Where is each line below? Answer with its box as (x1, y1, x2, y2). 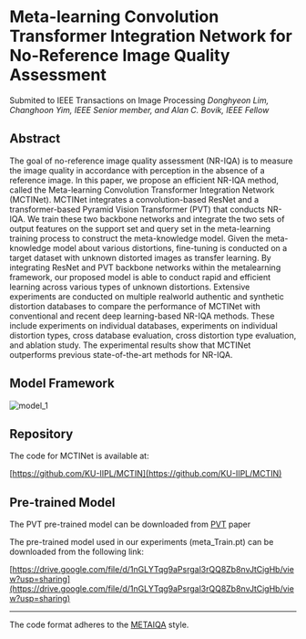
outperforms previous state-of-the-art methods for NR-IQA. (9, 349, 233, 360)
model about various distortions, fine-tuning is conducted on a (53, 242, 288, 253)
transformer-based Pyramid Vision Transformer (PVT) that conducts (9, 204, 266, 215)
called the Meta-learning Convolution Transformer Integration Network (9, 184, 275, 195)
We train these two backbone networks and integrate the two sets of (26, 213, 285, 225)
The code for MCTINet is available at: (9, 450, 149, 462)
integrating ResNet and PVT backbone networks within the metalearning (9, 262, 281, 273)
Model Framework (9, 376, 116, 392)
